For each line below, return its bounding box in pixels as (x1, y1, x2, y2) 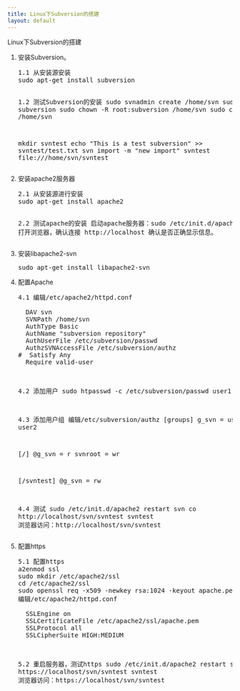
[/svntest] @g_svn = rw (17, 476, 101, 485)
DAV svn (25, 308, 52, 316)
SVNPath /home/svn (25, 315, 90, 323)
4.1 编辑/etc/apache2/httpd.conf (17, 293, 133, 301)
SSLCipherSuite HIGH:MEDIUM (25, 631, 124, 639)
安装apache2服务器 (17, 174, 76, 183)
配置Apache (17, 278, 54, 286)
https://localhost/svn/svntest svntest (17, 667, 158, 675)
